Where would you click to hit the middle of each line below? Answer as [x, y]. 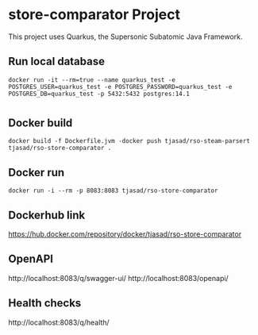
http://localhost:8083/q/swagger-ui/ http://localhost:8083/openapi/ [118, 278]
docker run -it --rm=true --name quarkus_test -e [92, 80]
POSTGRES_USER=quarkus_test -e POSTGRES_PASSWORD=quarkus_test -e [120, 87]
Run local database [57, 62]
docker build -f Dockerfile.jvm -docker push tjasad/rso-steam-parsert [129, 141]
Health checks [45, 303]
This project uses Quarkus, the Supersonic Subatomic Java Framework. [125, 37]
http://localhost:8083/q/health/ [59, 322]
